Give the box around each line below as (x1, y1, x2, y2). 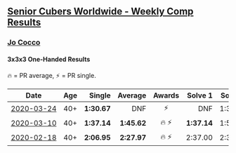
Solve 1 (187, 91, 213, 100)
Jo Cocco (7, 38, 41, 48)
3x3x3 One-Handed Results (7, 55, 91, 63)
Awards (153, 91, 180, 100)
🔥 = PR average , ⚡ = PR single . (7, 71, 96, 79)
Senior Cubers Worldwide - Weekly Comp (7, 6, 194, 18)
